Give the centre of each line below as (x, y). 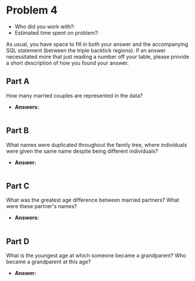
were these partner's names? (42, 206)
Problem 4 (32, 10)
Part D (18, 241)
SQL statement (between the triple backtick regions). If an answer (86, 50)
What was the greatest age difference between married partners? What (93, 200)
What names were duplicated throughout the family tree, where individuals (97, 145)
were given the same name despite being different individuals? (82, 151)
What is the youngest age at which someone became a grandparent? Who (96, 256)
